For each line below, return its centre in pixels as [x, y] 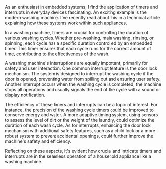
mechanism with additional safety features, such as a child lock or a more [80, 131]
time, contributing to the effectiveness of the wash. [57, 54]
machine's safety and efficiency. [38, 141]
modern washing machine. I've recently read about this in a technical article [83, 18]
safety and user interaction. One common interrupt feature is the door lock [81, 68]
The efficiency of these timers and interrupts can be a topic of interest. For [81, 104]
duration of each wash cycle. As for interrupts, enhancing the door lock [78, 125]
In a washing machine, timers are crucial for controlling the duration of [77, 32]
